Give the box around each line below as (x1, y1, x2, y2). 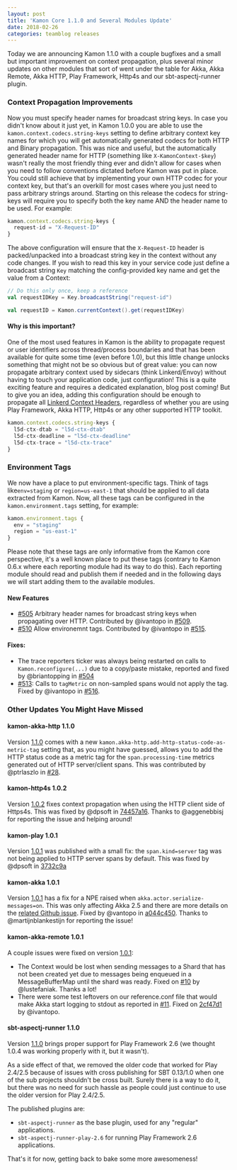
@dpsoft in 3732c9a (7, 862, 67, 870)
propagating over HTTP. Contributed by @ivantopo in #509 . (17, 617, 192, 626)
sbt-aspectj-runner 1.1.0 (7, 1023, 80, 1032)
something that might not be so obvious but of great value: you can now (7, 361, 217, 369)
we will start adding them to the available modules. (7, 578, 156, 586)
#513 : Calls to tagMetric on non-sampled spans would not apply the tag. (17, 679, 229, 687)
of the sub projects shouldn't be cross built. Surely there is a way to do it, (7, 1075, 221, 1084)
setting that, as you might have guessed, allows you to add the (40, 745, 223, 753)
